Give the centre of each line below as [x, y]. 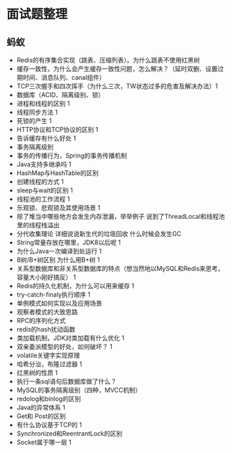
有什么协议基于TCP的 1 [49, 425]
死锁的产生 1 [34, 121]
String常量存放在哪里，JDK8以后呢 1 [68, 242]
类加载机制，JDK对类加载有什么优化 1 [70, 338]
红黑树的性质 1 [37, 373]
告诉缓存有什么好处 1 [46, 138]
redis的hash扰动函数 [46, 329]
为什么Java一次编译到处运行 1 [59, 251]
